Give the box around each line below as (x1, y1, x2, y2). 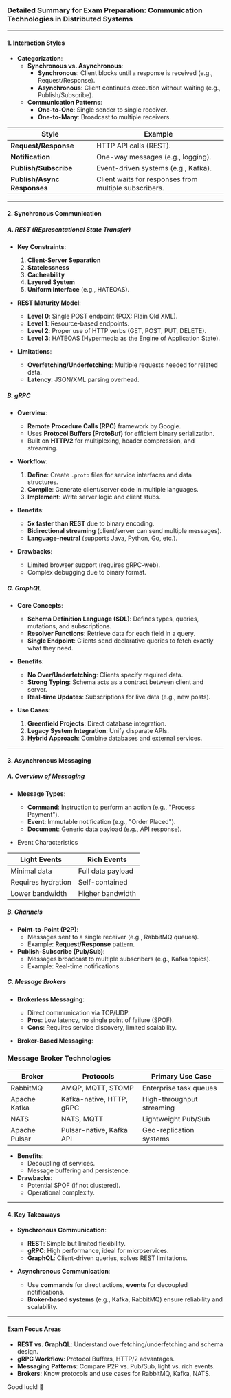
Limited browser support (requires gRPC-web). (27, 561, 161, 569)
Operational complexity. (27, 1188, 95, 1197)
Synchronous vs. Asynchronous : (27, 61, 124, 70)
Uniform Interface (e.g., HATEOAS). (27, 286, 130, 294)
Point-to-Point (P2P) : (16, 925, 79, 933)
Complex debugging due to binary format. (27, 568, 146, 577)
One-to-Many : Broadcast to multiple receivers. (37, 112, 172, 121)
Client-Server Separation (27, 256, 101, 264)
